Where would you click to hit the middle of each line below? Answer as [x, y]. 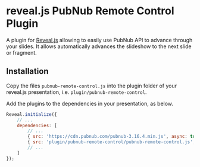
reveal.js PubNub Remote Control [90, 11]
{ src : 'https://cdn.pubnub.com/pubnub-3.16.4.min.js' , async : [107, 137]
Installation [27, 72]
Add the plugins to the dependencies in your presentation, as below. [90, 103]
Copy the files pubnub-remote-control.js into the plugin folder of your [92, 86]
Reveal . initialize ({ [32, 114]
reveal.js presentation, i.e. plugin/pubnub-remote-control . [76, 92]
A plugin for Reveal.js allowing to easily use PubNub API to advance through [99, 40]
